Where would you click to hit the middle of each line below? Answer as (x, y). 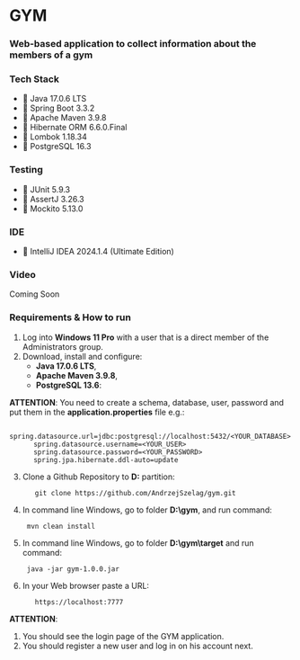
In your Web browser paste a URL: (86, 585)
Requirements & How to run (71, 317)
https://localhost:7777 (79, 602)
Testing (26, 170)
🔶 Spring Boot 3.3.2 (58, 108)
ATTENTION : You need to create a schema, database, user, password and (147, 402)
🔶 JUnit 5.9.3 (46, 189)
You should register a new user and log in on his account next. (137, 646)
